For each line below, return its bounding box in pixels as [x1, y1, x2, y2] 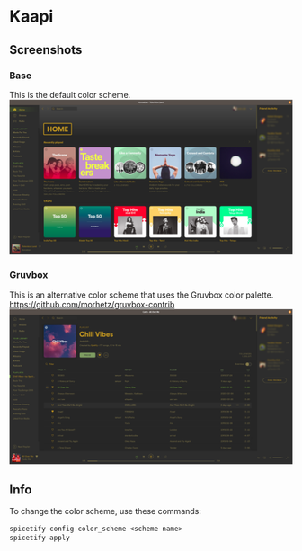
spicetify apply [9, 533, 70, 543]
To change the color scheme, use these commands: [9, 506, 202, 517]
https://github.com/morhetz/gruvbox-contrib [9, 298, 175, 309]
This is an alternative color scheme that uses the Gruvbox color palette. [9, 289, 274, 300]
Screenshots [9, 42, 83, 58]
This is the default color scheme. [9, 89, 131, 100]
